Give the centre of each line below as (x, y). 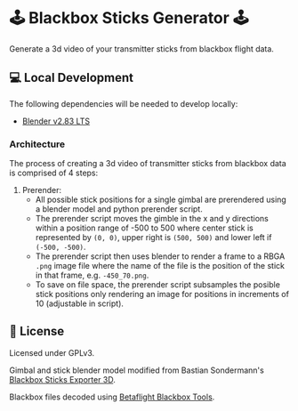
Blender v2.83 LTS (56, 121)
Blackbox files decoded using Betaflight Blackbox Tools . (112, 397)
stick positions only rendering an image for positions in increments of (162, 294)
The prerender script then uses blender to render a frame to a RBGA (160, 256)
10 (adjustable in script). (80, 303)
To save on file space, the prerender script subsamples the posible (157, 285)
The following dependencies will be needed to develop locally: (124, 103)
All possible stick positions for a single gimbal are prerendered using (161, 200)
